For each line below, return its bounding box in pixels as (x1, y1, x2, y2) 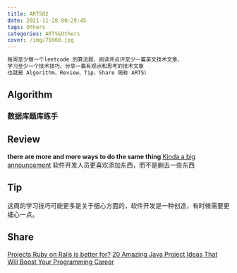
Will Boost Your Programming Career (7, 257, 114, 266)
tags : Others (7, 23, 46, 30)
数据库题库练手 (7, 111, 59, 121)
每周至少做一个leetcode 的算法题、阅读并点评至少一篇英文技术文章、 (7, 56, 183, 64)
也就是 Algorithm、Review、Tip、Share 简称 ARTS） (7, 69, 150, 76)
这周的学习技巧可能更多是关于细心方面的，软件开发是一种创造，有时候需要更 (7, 201, 230, 209)
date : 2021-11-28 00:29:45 (7, 17, 87, 24)
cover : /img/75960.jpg (7, 37, 74, 44)
